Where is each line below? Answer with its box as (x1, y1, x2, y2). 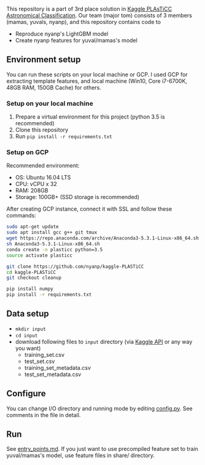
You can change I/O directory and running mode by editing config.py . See (6, 405, 193, 412)
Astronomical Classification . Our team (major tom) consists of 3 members (6, 12, 192, 19)
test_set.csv (24, 358, 55, 365)
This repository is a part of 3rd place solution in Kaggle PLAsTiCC (6, 6, 172, 12)
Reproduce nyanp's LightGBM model (15, 30, 109, 37)
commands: (6, 212, 37, 219)
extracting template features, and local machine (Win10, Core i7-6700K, (6, 77, 187, 85)
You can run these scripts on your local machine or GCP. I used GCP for (6, 71, 188, 78)
